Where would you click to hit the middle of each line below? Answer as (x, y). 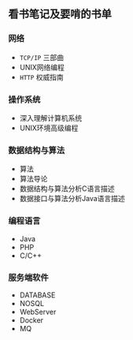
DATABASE (37, 295)
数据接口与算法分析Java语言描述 (72, 199)
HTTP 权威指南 (42, 77)
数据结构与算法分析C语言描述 (67, 189)
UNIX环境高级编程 (49, 128)
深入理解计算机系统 (51, 118)
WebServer (38, 312)
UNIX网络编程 (42, 67)
